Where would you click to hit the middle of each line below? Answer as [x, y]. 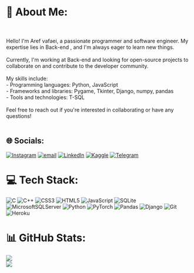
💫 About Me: [37, 12]
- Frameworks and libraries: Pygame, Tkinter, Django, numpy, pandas [90, 91]
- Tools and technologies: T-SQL [46, 97]
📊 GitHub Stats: [46, 238]
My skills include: [27, 78]
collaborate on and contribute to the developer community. [77, 66]
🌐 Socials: [25, 141]
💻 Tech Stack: [42, 180]
